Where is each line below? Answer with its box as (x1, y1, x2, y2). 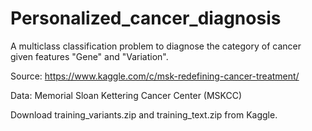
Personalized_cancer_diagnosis (10, 7, 282, 30)
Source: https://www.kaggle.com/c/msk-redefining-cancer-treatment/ (10, 70, 300, 82)
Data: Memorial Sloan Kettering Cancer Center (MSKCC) (10, 89, 243, 101)
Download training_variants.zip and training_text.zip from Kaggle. (10, 108, 278, 121)
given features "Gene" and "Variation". (10, 50, 169, 62)
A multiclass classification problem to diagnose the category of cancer (10, 40, 302, 52)
